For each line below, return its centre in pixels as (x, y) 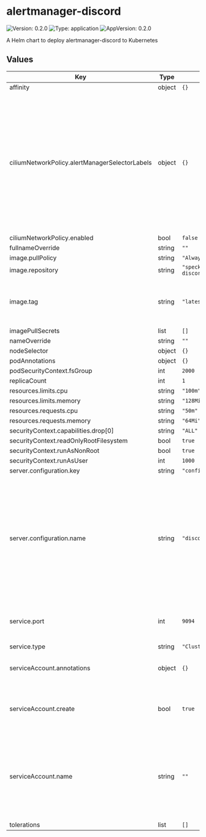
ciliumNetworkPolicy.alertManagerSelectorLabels (81, 162)
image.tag (24, 301)
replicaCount (28, 380)
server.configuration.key (45, 470)
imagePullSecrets (35, 331)
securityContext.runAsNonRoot (55, 450)
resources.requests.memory (50, 420)
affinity (19, 87)
